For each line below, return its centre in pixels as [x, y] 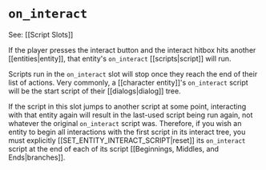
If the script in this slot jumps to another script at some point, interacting [127, 106]
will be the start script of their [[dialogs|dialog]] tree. [95, 91]
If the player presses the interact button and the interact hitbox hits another [132, 49]
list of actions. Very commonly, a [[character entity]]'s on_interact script [128, 82]
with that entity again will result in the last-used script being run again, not [131, 115]
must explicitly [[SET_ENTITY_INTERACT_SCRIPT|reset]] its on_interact [127, 140]
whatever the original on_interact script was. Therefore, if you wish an [125, 123]
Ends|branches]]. [37, 157]
